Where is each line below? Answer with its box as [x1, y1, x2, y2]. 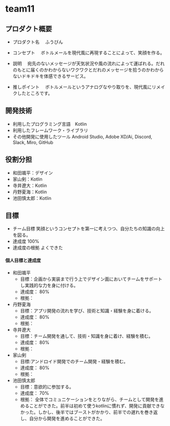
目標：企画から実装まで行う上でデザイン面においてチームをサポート [20, 276, 162, 282]
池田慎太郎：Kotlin [12, 195, 52, 201]
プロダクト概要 [5, 24, 52, 33]
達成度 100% [12, 238, 40, 244]
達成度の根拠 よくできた [12, 244, 63, 251]
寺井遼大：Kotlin [12, 182, 47, 188]
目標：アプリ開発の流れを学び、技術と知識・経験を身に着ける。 [20, 307, 154, 313]
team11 [5, 3, 35, 15]
